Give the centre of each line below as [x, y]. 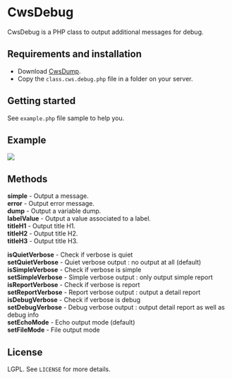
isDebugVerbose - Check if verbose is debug [74, 300]
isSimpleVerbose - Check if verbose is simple [74, 270]
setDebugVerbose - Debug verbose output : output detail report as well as [116, 308]
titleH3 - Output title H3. [43, 241]
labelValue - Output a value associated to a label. [79, 218]
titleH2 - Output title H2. [43, 233]
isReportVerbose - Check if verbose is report [74, 285]
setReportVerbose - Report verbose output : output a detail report [104, 292]
